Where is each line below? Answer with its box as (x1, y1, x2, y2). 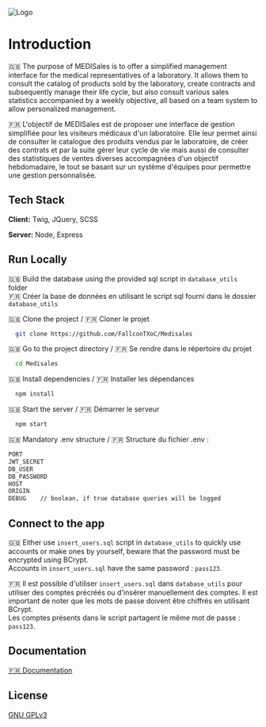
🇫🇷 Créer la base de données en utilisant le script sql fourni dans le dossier (8, 291, 256, 300)
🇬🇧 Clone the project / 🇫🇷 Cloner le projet (8, 314, 150, 323)
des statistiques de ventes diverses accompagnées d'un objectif (8, 153, 219, 163)
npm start (15, 420, 47, 428)
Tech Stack (8, 193, 65, 207)
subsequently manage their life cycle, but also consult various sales (8, 87, 230, 97)
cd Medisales (15, 360, 59, 368)
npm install (15, 390, 55, 398)
